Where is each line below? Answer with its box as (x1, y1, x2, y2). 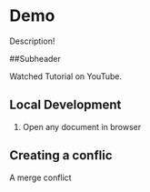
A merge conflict (9, 172, 72, 183)
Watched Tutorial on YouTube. (9, 70, 123, 82)
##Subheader (9, 53, 62, 64)
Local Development (9, 97, 122, 113)
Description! (9, 35, 55, 46)
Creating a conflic (9, 147, 113, 164)
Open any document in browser (22, 121, 142, 132)
